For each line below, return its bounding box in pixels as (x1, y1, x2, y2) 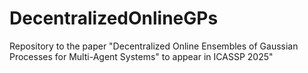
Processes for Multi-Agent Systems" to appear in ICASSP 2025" (9, 50, 274, 62)
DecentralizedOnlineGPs (9, 7, 219, 30)
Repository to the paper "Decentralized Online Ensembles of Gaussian (9, 40, 299, 52)
